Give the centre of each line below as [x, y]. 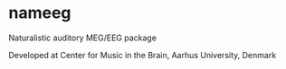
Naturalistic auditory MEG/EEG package [83, 38]
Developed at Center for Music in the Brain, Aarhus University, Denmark [143, 55]
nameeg [40, 13]
